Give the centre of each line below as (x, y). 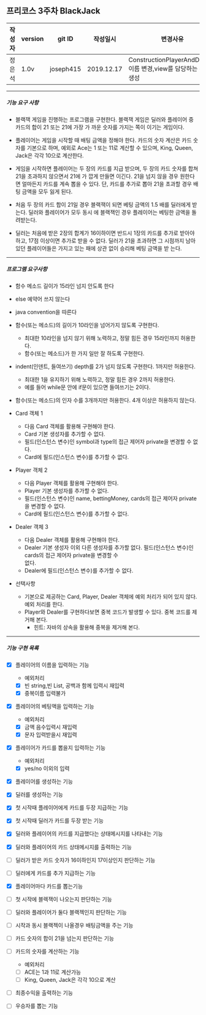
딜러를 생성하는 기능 (39, 795)
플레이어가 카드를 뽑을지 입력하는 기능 (60, 748)
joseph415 (66, 69)
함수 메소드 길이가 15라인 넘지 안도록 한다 (65, 286)
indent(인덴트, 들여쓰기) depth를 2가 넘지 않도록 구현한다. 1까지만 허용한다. (105, 366)
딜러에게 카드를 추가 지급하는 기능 (55, 873)
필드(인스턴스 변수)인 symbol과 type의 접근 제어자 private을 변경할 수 (108, 441)
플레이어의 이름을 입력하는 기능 (52, 665)
